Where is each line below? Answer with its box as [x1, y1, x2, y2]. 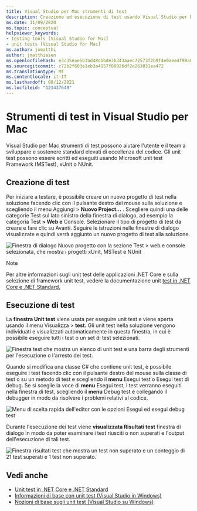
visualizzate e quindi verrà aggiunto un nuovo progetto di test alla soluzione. [6, 230, 191, 237]
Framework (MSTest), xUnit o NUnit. [6, 161, 94, 168]
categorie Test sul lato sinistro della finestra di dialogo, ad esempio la [6, 212, 174, 219]
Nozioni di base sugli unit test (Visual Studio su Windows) [14, 499, 154, 506]
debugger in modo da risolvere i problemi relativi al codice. [6, 394, 148, 401]
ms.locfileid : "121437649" [6, 85, 72, 91]
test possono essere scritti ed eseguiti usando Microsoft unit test [6, 154, 163, 161]
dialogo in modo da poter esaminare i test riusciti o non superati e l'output [6, 430, 185, 437]
